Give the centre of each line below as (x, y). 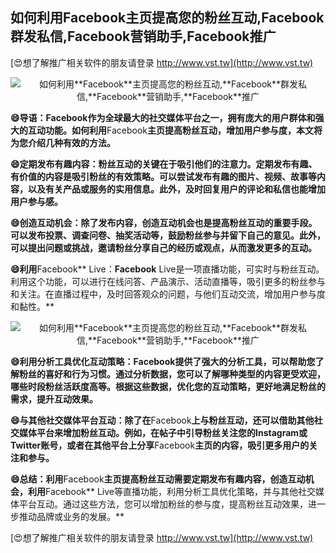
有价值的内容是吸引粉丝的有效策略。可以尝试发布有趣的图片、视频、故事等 (163, 176)
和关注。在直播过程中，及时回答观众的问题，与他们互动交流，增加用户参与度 (168, 294)
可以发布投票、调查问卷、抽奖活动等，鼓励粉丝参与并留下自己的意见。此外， (168, 235)
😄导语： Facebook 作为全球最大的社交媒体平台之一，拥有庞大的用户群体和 (163, 117)
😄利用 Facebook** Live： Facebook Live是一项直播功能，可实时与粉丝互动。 (167, 269)
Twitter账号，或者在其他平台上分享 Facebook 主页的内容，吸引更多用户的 (160, 445)
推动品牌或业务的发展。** (71, 516)
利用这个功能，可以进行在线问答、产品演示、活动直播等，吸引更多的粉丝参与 (168, 281)
